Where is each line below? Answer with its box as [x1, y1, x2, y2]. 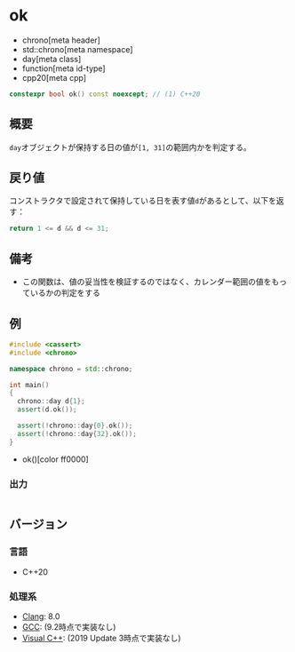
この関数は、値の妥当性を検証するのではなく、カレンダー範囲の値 [21, 276, 264, 287]
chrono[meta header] [21, 35, 100, 45]
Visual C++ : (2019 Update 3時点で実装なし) [21, 632, 181, 643]
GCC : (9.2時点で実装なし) [21, 621, 116, 632]
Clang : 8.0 [21, 610, 60, 622]
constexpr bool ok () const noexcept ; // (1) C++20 [9, 90, 201, 99]
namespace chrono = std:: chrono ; [9, 364, 133, 373]
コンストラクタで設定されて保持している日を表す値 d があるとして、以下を [9, 195, 277, 206]
